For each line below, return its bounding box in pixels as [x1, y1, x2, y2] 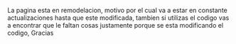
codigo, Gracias [7, 28, 54, 37]
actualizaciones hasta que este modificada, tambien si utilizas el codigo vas [7, 13, 230, 22]
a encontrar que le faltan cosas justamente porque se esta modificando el [7, 21, 224, 29]
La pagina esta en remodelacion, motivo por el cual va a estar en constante [7, 6, 227, 14]
